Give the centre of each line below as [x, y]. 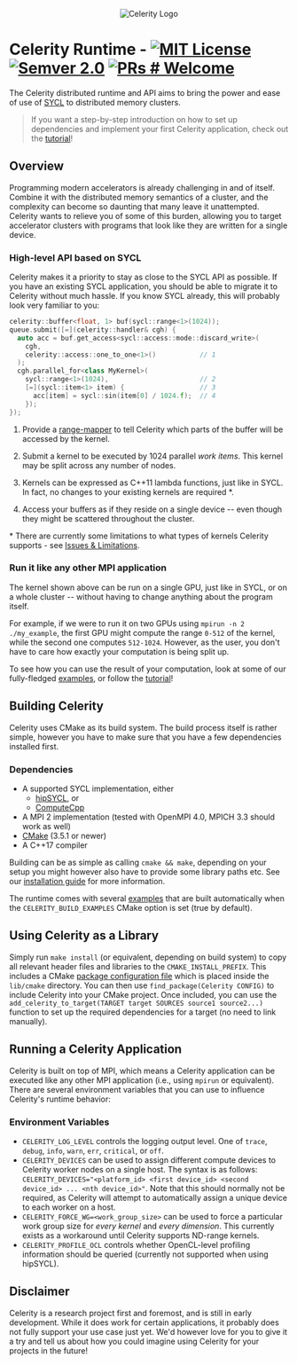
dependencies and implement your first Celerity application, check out [160, 129]
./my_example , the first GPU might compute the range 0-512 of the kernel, [142, 632]
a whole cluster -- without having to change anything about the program [141, 596]
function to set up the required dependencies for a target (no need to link [143, 1012]
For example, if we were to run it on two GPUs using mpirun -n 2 [127, 623]
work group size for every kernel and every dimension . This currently [148, 1226]
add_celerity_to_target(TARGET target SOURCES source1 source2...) [137, 1003]
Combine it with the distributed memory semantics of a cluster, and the [139, 197]
